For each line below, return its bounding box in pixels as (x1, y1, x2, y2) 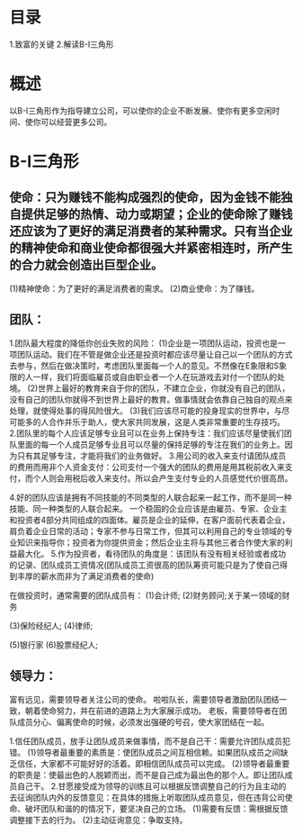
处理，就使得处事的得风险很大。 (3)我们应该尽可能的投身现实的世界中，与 (9, 405, 282, 416)
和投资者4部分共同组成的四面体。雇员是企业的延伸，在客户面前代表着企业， (9, 514, 290, 525)
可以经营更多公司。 (40, 116, 112, 127)
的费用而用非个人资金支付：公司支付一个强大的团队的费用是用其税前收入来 (9, 461, 285, 472)
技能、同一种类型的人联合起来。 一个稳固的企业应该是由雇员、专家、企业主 (9, 503, 288, 513)
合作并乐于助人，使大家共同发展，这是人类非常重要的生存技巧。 (48, 416, 285, 427)
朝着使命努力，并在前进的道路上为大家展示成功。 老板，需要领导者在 (24, 705, 280, 716)
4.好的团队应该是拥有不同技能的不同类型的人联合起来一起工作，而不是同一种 (9, 492, 292, 503)
